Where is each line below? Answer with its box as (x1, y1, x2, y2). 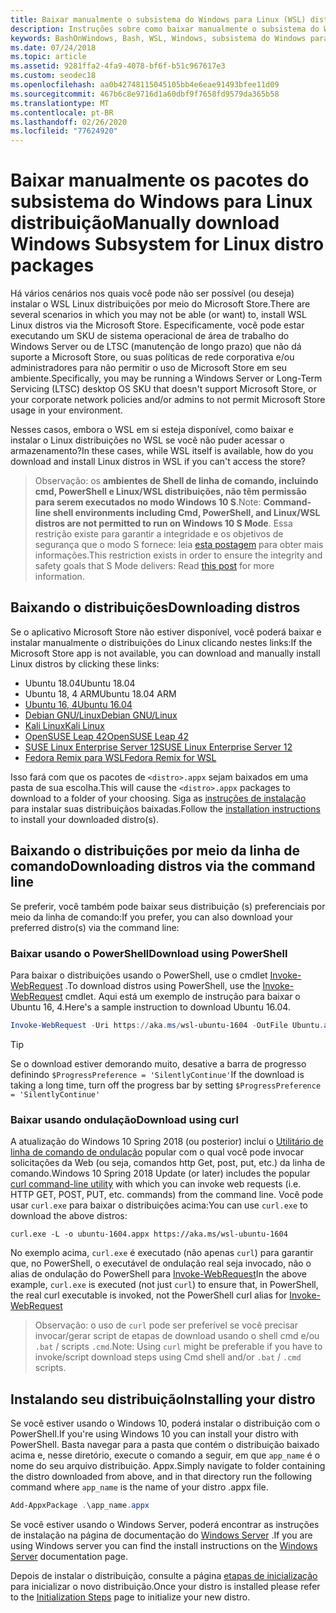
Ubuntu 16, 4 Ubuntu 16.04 (24, 698, 133, 710)
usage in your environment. (10, 404, 123, 416)
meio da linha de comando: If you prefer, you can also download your (10, 911, 293, 923)
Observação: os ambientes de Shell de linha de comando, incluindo (34, 475, 319, 487)
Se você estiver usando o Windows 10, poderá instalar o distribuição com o (10, 1417, 321, 1429)
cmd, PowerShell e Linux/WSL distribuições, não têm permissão (34, 486, 307, 498)
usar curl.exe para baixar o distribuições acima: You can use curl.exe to (10, 1199, 308, 1211)
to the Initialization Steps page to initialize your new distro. (10, 1591, 251, 1603)
